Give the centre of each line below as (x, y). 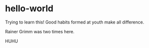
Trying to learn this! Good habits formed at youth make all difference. (75, 22)
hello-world (29, 9)
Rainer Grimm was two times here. (40, 31)
